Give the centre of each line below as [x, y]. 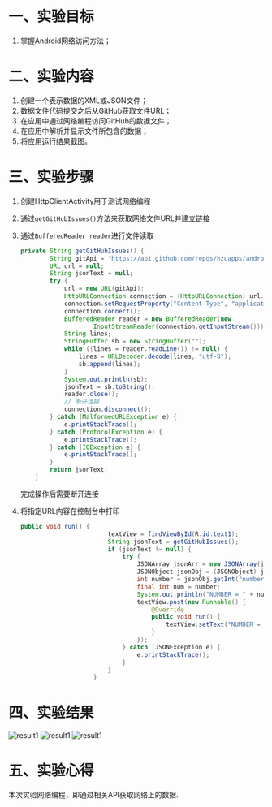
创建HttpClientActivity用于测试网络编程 [85, 201]
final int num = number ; [179, 587]
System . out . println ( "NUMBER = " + [195, 594]
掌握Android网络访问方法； [65, 41]
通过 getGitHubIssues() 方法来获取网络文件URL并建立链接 [115, 218]
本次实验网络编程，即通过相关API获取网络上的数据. [93, 795]
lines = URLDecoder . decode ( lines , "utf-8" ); [155, 357]
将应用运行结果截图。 [56, 141]
